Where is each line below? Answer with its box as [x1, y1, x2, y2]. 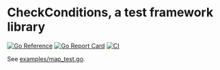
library [7, 19, 46, 35]
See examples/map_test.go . [7, 54, 85, 63]
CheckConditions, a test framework [7, 5, 214, 20]
